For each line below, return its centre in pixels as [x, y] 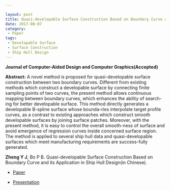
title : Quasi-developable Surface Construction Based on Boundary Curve [84, 19]
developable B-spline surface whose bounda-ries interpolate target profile [83, 109]
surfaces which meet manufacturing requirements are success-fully [77, 142]
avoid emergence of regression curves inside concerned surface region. [81, 131]
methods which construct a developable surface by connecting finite [77, 88]
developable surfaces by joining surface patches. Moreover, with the [77, 120]
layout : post [19, 14]
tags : [11, 38]
